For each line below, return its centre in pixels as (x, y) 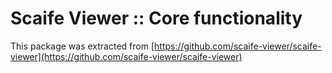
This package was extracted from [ (82, 46)
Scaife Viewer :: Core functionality (156, 18)
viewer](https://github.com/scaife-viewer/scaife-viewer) (126, 56)
